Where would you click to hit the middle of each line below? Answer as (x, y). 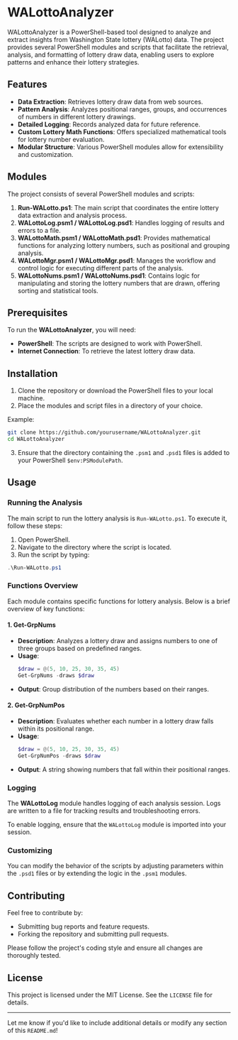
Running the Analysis (45, 503)
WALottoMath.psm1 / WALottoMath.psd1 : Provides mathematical (114, 238)
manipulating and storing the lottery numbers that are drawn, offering (119, 283)
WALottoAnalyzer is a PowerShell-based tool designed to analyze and (109, 32)
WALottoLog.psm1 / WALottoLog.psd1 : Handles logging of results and (121, 223)
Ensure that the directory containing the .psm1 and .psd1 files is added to (124, 452)
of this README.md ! (33, 1030)
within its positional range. (56, 728)
